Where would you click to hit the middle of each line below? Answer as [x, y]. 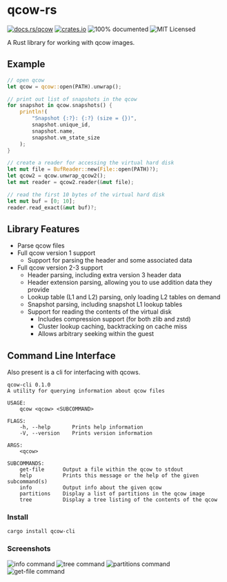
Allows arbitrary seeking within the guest [96, 334]
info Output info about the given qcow [91, 488]
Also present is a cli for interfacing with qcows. [74, 373]
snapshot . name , [54, 131]
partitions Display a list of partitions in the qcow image [112, 494]
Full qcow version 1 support [56, 253]
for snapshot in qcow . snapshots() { [60, 106]
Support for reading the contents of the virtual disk [100, 312]
